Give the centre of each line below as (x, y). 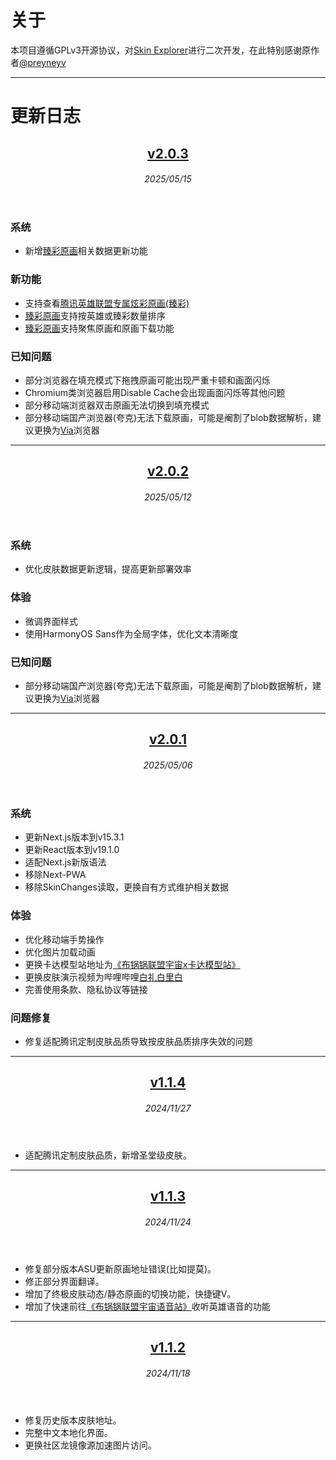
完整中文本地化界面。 (68, 1432)
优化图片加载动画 (60, 952)
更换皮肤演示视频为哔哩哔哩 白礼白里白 (103, 977)
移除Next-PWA (55, 875)
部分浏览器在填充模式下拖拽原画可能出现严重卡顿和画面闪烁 (147, 380)
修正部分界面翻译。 (64, 1281)
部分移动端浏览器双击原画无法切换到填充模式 (117, 405)
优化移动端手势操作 (64, 939)
